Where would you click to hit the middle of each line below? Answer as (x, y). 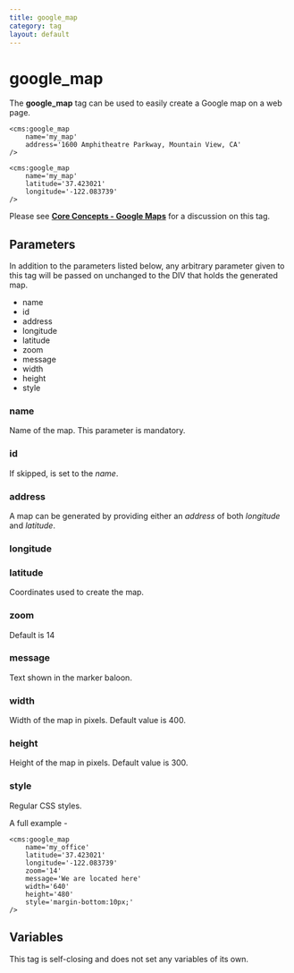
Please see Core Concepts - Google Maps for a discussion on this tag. (140, 217)
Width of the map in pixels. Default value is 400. (97, 721)
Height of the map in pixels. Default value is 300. (99, 763)
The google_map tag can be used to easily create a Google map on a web (146, 103)
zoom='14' (44, 871)
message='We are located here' (84, 878)
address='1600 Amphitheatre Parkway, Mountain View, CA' (134, 145)
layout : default (39, 34)
